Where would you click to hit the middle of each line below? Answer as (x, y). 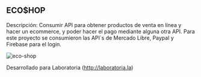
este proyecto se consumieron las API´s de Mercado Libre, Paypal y (90, 38)
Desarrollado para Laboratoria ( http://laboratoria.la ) (70, 67)
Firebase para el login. (34, 44)
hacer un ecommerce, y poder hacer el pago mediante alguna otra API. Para (101, 31)
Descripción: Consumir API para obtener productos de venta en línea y (94, 25)
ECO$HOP (26, 11)
